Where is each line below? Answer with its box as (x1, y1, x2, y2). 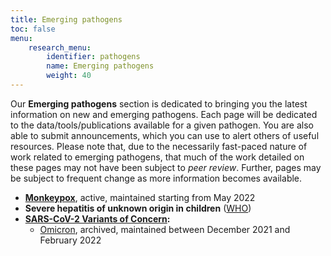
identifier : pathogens (46, 52, 141, 62)
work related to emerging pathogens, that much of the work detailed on (10, 151, 305, 163)
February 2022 (39, 234, 102, 246)
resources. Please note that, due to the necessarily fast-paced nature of (10, 140, 308, 152)
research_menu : (28, 42, 92, 53)
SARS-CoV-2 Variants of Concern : (24, 212, 171, 225)
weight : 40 (46, 71, 92, 81)
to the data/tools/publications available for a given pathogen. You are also (10, 119, 314, 131)
